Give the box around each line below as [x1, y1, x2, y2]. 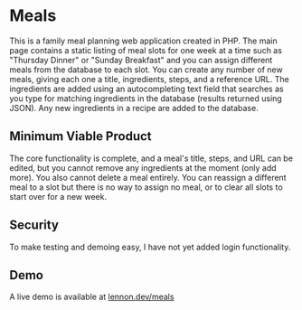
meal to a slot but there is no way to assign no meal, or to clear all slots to [9, 182, 283, 193]
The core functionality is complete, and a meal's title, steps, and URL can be [9, 153, 294, 164]
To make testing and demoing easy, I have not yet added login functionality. [9, 241, 291, 252]
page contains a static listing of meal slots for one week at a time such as [9, 44, 283, 55]
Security [9, 218, 59, 233]
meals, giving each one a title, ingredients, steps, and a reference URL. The [9, 73, 289, 84]
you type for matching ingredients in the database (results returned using [9, 92, 282, 104]
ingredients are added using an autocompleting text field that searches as [9, 83, 284, 94]
